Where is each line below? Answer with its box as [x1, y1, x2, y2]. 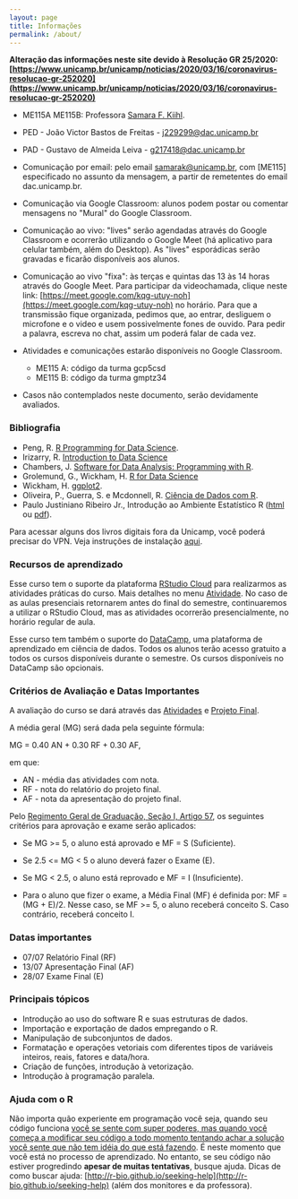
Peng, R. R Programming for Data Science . [21, 442, 179, 453]
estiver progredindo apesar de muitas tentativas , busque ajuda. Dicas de [9, 1161, 282, 1172]
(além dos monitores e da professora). [111, 1180, 252, 1191]
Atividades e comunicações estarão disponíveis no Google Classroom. [21, 346, 283, 357]
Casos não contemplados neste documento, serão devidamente [21, 390, 259, 401]
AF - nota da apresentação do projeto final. [21, 794, 182, 805]
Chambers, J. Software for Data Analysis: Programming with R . [21, 461, 254, 471]
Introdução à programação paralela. [21, 1070, 155, 1081]
